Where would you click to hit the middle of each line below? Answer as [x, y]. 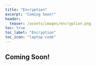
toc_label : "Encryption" [31, 33]
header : [13, 19]
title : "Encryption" [26, 10]
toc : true [15, 28]
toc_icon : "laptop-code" [31, 37]
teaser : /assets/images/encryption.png [50, 23]
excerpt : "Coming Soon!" [31, 14]
